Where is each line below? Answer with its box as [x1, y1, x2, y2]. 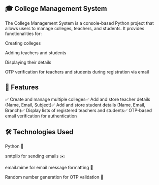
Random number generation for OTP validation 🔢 [5, 174, 104, 180]
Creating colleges [5, 40, 41, 46]
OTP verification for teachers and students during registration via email [5, 69, 149, 74]
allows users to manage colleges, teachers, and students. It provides [5, 25, 145, 31]
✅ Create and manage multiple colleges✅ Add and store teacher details [5, 96, 151, 102]
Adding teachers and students [5, 49, 66, 56]
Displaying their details [5, 59, 52, 65]
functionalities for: [5, 31, 42, 37]
